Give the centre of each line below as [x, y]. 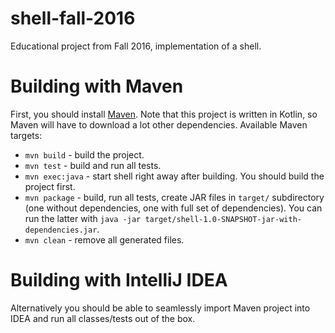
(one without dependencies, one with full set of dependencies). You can [173, 208]
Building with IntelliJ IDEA [119, 280]
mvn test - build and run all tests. [93, 165]
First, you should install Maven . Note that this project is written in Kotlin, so [164, 114]
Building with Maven [97, 86]
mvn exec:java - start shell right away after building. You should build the [174, 176]
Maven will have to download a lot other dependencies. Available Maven [159, 124]
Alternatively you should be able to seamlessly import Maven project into [160, 308]
